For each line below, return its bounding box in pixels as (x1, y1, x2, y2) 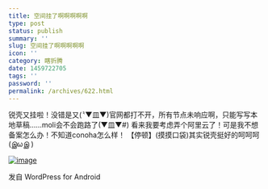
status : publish (8, 27, 63, 35)
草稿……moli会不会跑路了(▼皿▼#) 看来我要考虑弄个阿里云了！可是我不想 (15, 120, 258, 130)
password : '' (8, 79, 52, 87)
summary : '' (8, 34, 48, 43)
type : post (8, 19, 45, 27)
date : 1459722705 (8, 65, 67, 73)
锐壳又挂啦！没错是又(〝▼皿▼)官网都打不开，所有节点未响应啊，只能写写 (8, 110, 251, 120)
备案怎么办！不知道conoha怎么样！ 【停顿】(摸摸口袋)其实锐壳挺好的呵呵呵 (8, 130, 260, 140)
